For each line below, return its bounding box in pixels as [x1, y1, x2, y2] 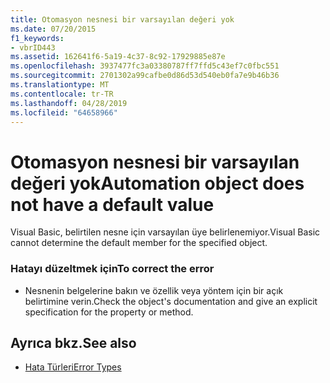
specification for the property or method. [24, 306, 194, 318]
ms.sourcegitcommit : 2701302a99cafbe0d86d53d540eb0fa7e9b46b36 [10, 71, 280, 81]
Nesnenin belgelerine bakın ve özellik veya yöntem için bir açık [24, 284, 284, 296]
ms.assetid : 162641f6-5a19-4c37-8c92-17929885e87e [10, 52, 226, 62]
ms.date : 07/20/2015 [10, 24, 97, 34]
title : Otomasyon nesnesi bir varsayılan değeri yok [10, 14, 235, 25]
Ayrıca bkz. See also [10, 335, 137, 351]
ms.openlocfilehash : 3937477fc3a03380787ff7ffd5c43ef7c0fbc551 [10, 61, 280, 71]
